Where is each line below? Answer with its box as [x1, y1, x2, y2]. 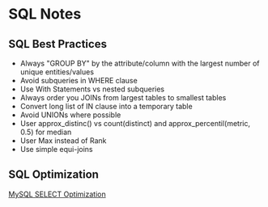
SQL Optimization [8, 167, 100, 182]
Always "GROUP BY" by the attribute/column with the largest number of [19, 58, 261, 68]
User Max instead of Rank [19, 136, 107, 146]
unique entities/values [19, 67, 95, 77]
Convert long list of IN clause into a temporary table [19, 102, 193, 111]
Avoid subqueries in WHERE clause [19, 76, 138, 85]
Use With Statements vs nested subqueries [19, 84, 164, 94]
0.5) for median [19, 127, 72, 137]
